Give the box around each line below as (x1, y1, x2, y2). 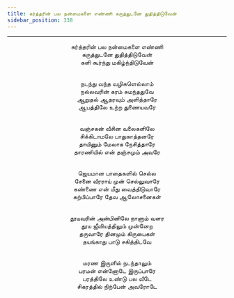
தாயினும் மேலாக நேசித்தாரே (79, 140, 155, 148)
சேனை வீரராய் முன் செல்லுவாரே (74, 177, 160, 185)
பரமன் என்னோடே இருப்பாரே (78, 266, 156, 275)
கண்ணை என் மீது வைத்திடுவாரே (73, 185, 161, 193)
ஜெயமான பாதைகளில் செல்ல (77, 168, 157, 178)
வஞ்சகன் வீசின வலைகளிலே (79, 124, 155, 132)
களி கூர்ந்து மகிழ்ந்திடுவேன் (80, 58, 154, 66)
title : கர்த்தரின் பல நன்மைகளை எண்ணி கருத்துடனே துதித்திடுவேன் (7, 10, 178, 17)
